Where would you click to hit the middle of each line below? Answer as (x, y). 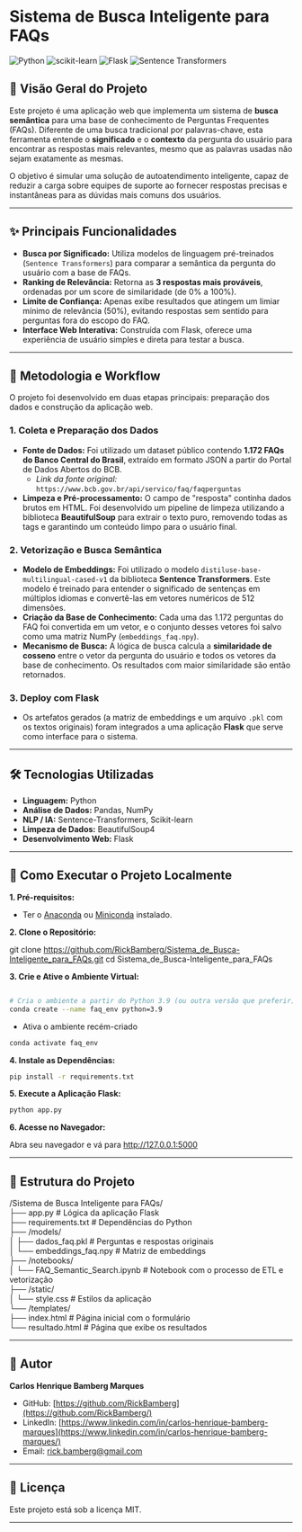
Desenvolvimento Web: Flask (78, 839)
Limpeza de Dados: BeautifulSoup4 (89, 829)
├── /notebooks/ (41, 1260)
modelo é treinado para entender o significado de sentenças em (141, 588)
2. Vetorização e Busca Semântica (85, 550)
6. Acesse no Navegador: (58, 1127)
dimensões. (44, 607)
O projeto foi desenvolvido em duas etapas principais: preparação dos (139, 398)
